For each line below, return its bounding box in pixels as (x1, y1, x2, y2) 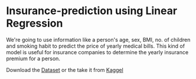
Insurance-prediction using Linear (6, 4, 178, 18)
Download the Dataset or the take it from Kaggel (6, 66, 124, 73)
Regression (6, 17, 63, 30)
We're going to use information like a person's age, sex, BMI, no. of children (6, 36, 191, 43)
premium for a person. (6, 55, 61, 62)
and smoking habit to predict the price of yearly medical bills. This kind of (6, 42, 185, 50)
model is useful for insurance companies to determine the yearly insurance (6, 48, 189, 55)
